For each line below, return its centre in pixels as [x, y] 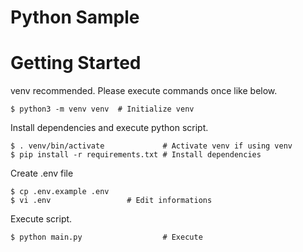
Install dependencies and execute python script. [109, 128]
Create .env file [42, 173]
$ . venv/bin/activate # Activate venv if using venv [151, 146]
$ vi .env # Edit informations [111, 201]
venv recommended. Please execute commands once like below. [144, 91]
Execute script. [41, 219]
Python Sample [75, 17]
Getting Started [76, 63]
